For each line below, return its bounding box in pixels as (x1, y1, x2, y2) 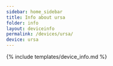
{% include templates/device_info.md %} (6, 53, 108, 60)
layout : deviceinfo (6, 25, 55, 32)
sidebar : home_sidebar (6, 8, 63, 15)
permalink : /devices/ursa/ (6, 31, 74, 37)
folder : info (6, 20, 39, 26)
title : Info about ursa (6, 14, 66, 20)
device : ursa (6, 37, 39, 43)
